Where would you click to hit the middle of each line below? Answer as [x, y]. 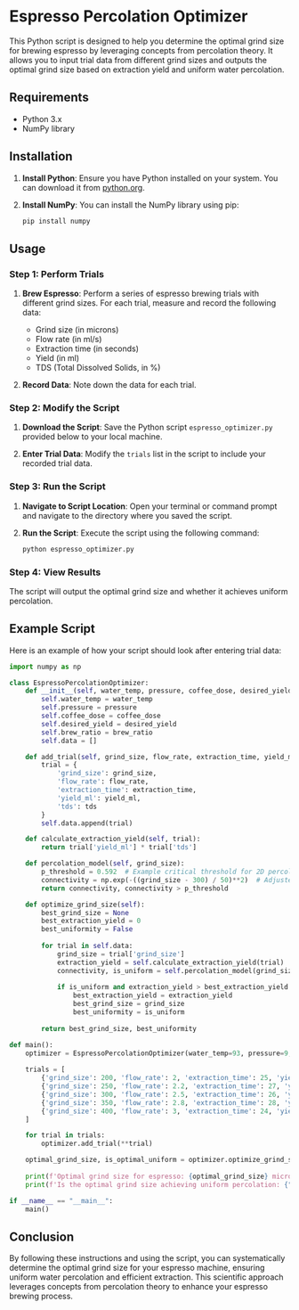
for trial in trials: [65, 1135]
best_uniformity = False [87, 929]
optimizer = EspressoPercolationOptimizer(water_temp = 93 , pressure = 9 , [159, 1053]
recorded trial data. [57, 463]
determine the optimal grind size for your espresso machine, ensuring [137, 1268]
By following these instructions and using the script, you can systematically [147, 1258]
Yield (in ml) [57, 358]
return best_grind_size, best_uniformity [119, 1028]
